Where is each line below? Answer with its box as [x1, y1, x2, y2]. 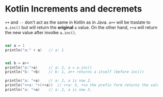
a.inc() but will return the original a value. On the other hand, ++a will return [5, 24, 158, 30]
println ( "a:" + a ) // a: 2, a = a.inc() [5, 65, 92, 70]
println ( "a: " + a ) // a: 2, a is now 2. [5, 78, 92, 83]
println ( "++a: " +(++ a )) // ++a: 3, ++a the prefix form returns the [5, 83, 149, 88]
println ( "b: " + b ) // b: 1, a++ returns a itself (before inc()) [5, 69, 145, 74]
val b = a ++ [5, 60, 29, 66]
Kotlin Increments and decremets [5, 3, 142, 14]
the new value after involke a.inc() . [5, 29, 77, 35]
